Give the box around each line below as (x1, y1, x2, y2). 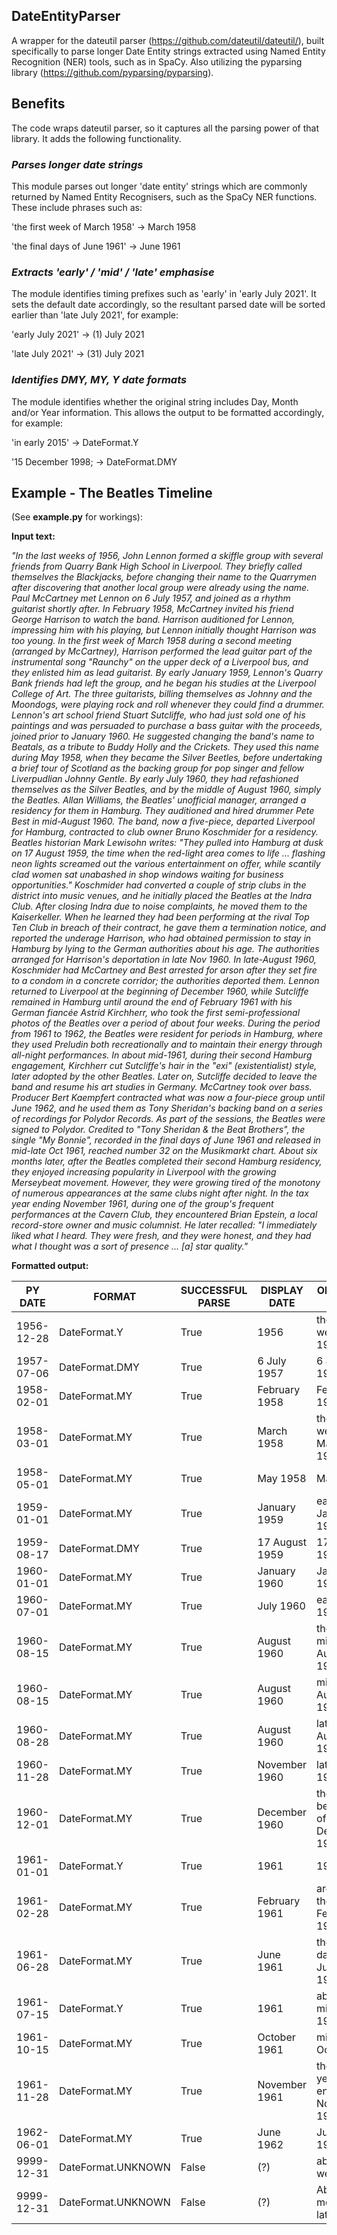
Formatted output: (11, 1260, 89, 1272)
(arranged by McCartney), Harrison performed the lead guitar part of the (11, 645, 313, 658)
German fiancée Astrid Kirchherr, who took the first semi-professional (11, 1007, 301, 1019)
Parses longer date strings (11, 157, 144, 171)
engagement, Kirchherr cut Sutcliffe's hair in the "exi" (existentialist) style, (11, 1060, 318, 1072)
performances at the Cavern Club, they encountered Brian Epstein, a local (11, 1209, 318, 1221)
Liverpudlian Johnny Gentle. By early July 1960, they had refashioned (11, 773, 299, 785)
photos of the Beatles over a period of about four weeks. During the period (11, 1017, 321, 1029)
